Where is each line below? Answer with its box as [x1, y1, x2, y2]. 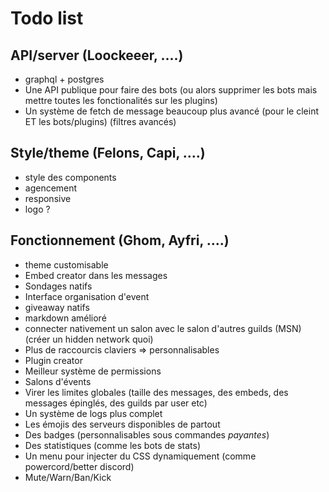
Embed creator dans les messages [24, 269, 168, 281]
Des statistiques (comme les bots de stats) [24, 439, 202, 451]
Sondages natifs [24, 280, 93, 292]
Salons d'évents [24, 375, 92, 387]
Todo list [10, 7, 84, 30]
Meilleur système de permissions [24, 365, 162, 377]
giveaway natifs [24, 301, 90, 313]
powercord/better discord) [24, 460, 135, 472]
